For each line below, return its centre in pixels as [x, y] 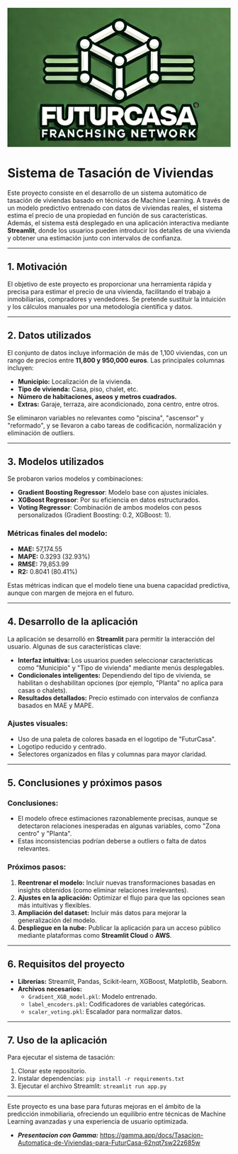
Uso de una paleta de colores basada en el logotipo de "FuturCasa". [117, 739]
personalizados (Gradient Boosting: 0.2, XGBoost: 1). [94, 515]
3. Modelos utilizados [56, 461]
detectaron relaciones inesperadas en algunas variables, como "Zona [119, 826]
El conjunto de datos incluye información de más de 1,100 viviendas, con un [118, 352]
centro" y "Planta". [45, 834]
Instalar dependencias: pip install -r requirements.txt [101, 1079]
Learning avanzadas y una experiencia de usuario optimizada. [98, 1121]
